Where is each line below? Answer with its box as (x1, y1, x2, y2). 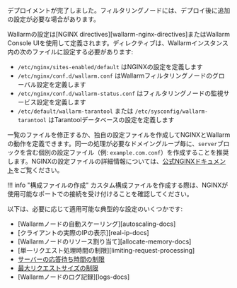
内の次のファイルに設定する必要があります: (7, 48, 134, 56)
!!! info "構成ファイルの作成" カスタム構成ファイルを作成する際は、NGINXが (7, 181, 229, 189)
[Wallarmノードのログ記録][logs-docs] (17, 272, 130, 281)
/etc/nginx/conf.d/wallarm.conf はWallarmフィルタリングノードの (17, 71, 213, 80)
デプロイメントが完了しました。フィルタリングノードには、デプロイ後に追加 (7, 6, 231, 14)
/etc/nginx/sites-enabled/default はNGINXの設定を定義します (17, 63, 203, 71)
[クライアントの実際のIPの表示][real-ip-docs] (17, 229, 150, 236)
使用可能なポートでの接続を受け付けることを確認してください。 (7, 190, 193, 198)
